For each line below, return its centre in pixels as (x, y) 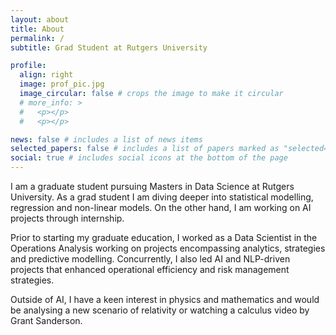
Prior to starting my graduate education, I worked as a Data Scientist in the (164, 237)
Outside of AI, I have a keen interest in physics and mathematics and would (165, 299)
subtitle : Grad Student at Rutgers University (109, 47)
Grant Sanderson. (46, 320)
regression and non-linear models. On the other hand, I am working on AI (161, 207)
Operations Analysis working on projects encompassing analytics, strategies (168, 248)
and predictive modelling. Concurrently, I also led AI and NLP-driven (150, 259)
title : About (37, 29)
